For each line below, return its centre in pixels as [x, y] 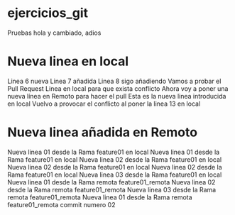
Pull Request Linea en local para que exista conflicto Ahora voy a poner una [118, 88]
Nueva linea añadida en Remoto [102, 132]
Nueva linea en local [68, 61]
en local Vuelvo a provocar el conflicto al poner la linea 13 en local [104, 104]
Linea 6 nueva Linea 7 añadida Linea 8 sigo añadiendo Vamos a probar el [114, 81]
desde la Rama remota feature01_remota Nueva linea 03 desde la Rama [112, 189]
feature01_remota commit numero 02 [61, 204]
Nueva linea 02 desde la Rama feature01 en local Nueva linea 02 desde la [115, 167]
